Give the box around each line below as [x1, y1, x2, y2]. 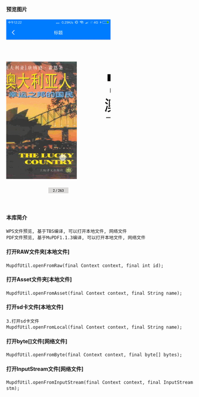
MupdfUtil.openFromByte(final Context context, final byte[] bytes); [6, 352, 183, 358]
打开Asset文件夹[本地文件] [6, 276, 72, 283]
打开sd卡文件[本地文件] [6, 303, 64, 310]
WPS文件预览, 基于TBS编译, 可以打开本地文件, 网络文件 [6, 229, 127, 235]
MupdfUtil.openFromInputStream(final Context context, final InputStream [6, 380, 194, 386]
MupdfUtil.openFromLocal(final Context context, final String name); [6, 324, 183, 331]
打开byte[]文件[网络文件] [6, 337, 67, 344]
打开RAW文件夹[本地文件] [6, 248, 70, 255]
